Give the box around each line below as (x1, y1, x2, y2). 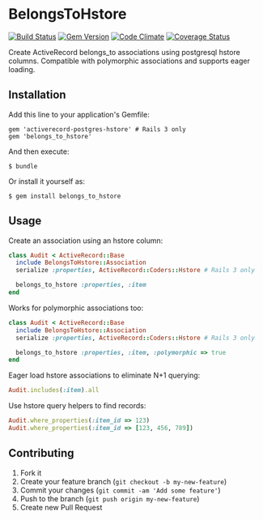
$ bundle (8, 162, 38, 170)
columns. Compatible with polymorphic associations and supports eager (8, 56, 251, 66)
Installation (8, 88, 66, 102)
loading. (8, 64, 36, 74)
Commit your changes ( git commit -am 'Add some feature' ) (19, 485, 221, 495)
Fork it (19, 467, 42, 478)
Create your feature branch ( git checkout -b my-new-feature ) (19, 476, 227, 486)
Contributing (8, 446, 74, 460)
